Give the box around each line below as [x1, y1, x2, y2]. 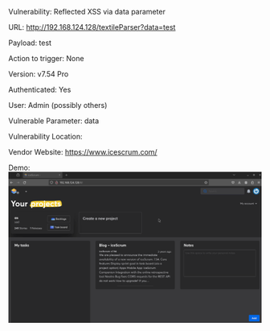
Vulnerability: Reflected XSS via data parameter [8, 7, 166, 16]
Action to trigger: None [8, 54, 84, 63]
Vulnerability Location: [8, 132, 83, 141]
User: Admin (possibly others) [8, 101, 108, 110]
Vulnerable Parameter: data [8, 116, 100, 126]
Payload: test [8, 38, 52, 48]
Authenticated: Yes [8, 85, 72, 94]
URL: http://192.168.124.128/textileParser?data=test [8, 23, 176, 31]
